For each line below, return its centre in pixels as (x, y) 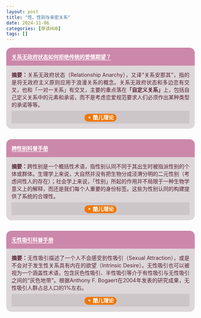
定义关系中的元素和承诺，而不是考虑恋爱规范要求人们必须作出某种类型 (103, 97)
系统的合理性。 (40, 196)
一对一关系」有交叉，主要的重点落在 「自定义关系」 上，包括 (111, 90)
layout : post (22, 12)
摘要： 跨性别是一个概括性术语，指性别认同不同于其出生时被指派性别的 (98, 166)
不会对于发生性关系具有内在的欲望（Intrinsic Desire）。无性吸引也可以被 (100, 265)
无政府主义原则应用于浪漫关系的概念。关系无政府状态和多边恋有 (103, 82)
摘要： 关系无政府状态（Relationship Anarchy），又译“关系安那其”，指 (98, 75)
